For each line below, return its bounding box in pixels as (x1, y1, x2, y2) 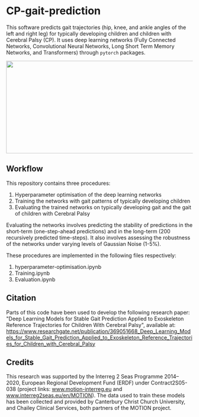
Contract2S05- (150, 379, 188, 386)
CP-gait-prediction (6, 4, 101, 18)
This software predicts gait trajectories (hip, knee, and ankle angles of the (6, 24, 187, 31)
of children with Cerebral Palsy (14, 210, 91, 217)
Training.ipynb (14, 270, 50, 277)
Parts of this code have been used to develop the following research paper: (6, 309, 190, 316)
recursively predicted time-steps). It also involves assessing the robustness (6, 234, 191, 241)
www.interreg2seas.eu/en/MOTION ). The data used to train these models (6, 392, 185, 399)
